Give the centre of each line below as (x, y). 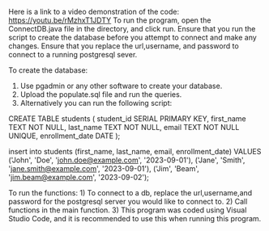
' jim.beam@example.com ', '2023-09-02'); (79, 177)
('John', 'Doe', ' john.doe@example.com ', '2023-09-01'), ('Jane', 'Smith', (127, 160)
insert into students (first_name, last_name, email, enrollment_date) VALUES (135, 151)
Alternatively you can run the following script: (96, 103)
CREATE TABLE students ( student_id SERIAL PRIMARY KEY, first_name (127, 119)
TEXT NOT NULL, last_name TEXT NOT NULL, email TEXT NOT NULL (124, 127)
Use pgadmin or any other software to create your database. (121, 86)
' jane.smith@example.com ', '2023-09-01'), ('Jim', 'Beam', (104, 168)
